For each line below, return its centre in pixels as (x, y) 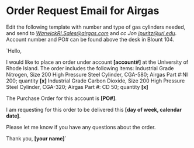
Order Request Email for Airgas (83, 11)
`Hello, (14, 50)
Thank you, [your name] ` (36, 138)
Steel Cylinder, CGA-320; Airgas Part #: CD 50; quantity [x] (77, 87)
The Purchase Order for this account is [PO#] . (61, 98)
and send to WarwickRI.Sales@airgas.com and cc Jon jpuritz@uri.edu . (91, 33)
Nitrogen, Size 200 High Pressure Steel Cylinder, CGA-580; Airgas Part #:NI (97, 74)
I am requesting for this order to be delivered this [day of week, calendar (94, 109)
